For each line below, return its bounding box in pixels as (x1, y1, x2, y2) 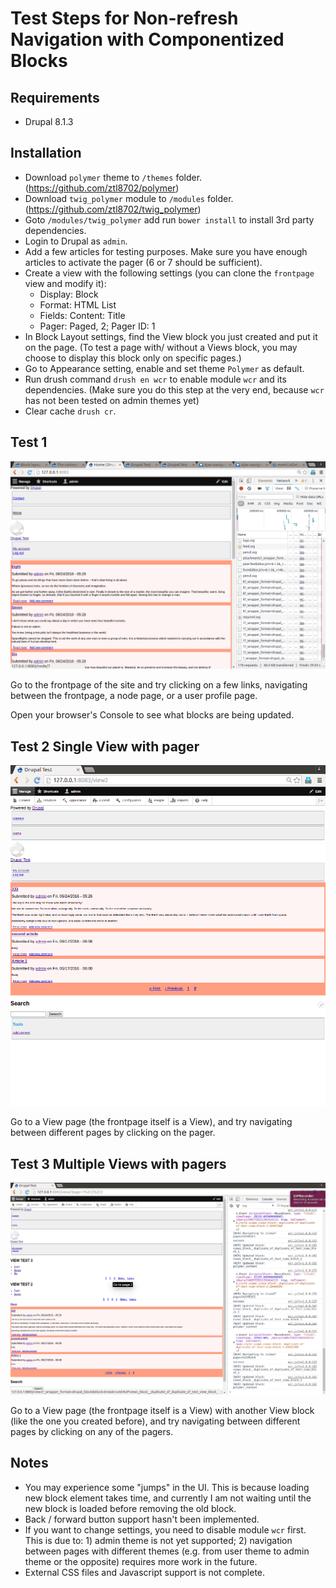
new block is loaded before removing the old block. (24, 1502, 237, 1514)
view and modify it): (24, 277, 107, 289)
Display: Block (39, 288, 99, 300)
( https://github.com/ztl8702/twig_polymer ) (24, 203, 202, 215)
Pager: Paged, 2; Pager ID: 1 (39, 320, 156, 332)
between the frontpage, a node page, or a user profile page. (10, 690, 258, 702)
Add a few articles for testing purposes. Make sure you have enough (24, 245, 308, 257)
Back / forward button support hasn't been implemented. (24, 1513, 260, 1525)
